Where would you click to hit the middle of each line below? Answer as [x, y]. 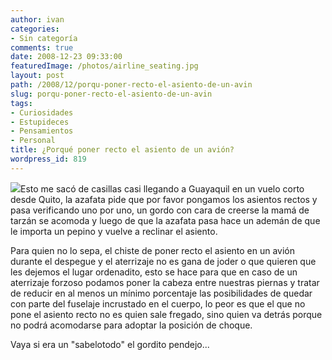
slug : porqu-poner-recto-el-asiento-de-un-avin [111, 94]
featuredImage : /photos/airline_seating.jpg [104, 66]
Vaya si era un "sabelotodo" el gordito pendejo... [110, 344]
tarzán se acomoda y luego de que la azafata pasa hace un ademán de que [165, 220]
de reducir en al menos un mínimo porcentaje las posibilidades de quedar [161, 293]
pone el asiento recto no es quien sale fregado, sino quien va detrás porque [166, 314]
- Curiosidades [42, 112]
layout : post [37, 76]
